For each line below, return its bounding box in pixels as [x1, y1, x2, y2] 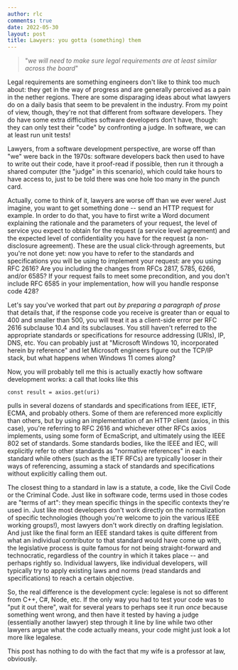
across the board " [24, 64, 79, 73]
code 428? [7, 287, 39, 295]
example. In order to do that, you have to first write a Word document [7, 211, 210, 220]
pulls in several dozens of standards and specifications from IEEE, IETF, [7, 402, 217, 410]
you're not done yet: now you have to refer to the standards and [7, 249, 195, 258]
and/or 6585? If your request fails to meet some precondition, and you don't [7, 272, 229, 281]
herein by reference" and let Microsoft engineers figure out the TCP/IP [7, 346, 213, 355]
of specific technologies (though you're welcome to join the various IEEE [7, 513, 220, 522]
